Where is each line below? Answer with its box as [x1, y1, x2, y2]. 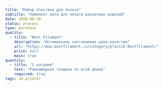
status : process [5, 21, 39, 26]
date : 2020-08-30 [5, 16, 41, 21]
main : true [14, 53, 37, 58]
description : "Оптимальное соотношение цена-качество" [14, 40, 130, 44]
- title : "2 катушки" [9, 62, 55, 67]
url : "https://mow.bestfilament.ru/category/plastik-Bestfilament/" [14, 44, 159, 49]
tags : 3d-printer [5, 76, 41, 81]
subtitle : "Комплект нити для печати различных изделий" [5, 12, 126, 17]
